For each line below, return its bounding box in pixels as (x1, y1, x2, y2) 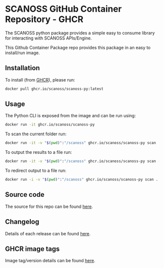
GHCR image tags (5, 245, 60, 253)
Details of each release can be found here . (5, 230, 91, 236)
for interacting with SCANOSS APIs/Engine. (5, 35, 92, 41)
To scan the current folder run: (5, 131, 67, 137)
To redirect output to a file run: (5, 167, 67, 174)
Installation (5, 64, 40, 72)
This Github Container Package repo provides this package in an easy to (5, 44, 151, 50)
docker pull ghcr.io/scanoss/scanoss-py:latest (5, 86, 104, 91)
